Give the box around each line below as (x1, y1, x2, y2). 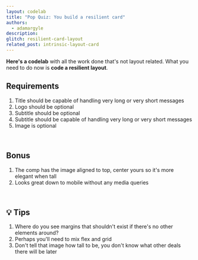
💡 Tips (6, 207, 31, 217)
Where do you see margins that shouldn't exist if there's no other (14, 223, 173, 230)
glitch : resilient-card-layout (6, 36, 83, 42)
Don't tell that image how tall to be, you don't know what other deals (14, 242, 181, 249)
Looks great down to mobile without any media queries (14, 178, 149, 186)
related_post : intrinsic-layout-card (6, 42, 99, 48)
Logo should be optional (14, 103, 74, 110)
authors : (6, 19, 28, 25)
